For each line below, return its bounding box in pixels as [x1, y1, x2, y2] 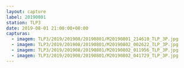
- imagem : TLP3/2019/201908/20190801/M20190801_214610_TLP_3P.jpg [11, 36, 179, 42]
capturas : [6, 31, 31, 37]
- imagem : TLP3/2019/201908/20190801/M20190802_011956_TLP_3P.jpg [11, 47, 179, 53]
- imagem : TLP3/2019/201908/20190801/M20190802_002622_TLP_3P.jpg [11, 42, 179, 48]
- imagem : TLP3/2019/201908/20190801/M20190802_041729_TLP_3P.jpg [11, 53, 179, 59]
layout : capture [6, 8, 46, 15]
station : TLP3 [6, 20, 41, 25]
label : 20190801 [6, 14, 46, 20]
